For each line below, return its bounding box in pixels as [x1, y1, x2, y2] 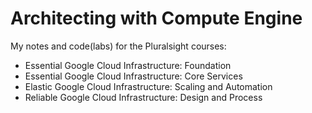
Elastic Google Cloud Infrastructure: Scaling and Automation [24, 80, 273, 92]
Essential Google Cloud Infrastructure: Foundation [24, 59, 232, 71]
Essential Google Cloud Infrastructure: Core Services [24, 70, 243, 82]
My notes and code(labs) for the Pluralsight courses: [10, 40, 227, 52]
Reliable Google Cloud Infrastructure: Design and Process [24, 91, 263, 103]
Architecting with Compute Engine [10, 7, 303, 30]
